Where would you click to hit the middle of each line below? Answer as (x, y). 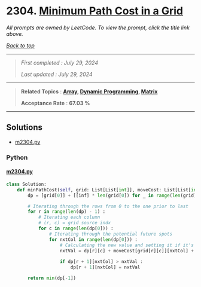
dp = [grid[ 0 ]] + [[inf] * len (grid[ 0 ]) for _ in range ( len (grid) (112, 196)
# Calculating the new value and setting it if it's (127, 245)
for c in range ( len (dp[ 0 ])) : (76, 228)
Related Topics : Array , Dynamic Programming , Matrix (89, 91)
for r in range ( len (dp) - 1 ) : (67, 212)
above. (15, 33)
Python (17, 157)
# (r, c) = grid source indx (74, 223)
